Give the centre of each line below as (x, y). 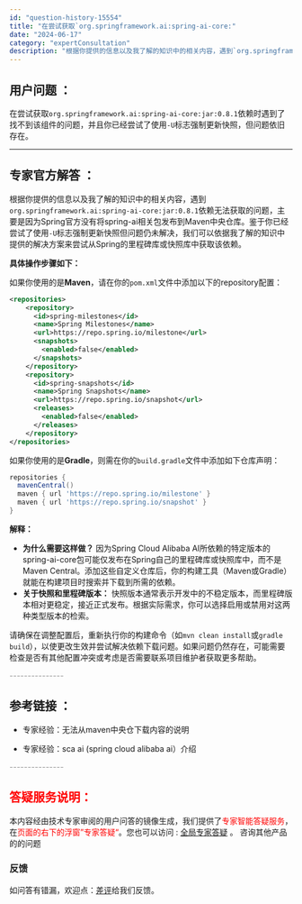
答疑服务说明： (51, 797)
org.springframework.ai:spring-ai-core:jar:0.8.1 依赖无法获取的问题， (143, 210)
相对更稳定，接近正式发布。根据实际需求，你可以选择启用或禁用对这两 (160, 604)
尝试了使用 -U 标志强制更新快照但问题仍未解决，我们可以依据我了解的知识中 (147, 233)
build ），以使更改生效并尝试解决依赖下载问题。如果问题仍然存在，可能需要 (147, 646)
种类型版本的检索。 (58, 616)
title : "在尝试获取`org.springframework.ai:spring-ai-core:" (123, 26)
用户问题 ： (40, 90)
